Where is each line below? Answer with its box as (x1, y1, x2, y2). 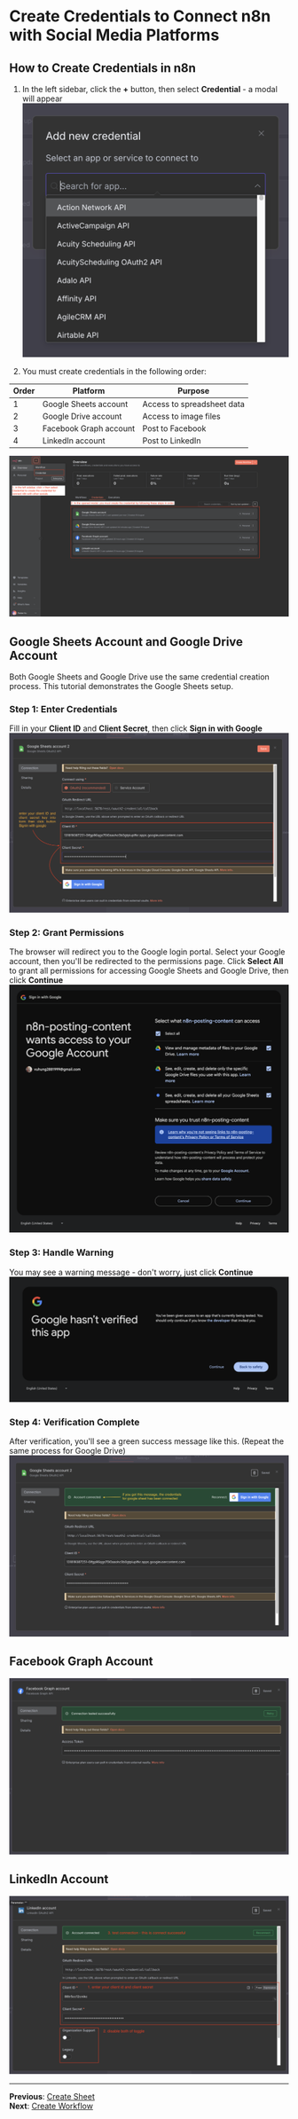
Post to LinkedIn (142, 436, 201, 446)
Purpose (176, 386, 210, 396)
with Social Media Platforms (9, 25, 220, 45)
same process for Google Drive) (9, 1446, 126, 1456)
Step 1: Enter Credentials (9, 703, 118, 716)
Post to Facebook (142, 423, 207, 434)
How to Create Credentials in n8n (9, 60, 197, 75)
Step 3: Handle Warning (9, 1246, 114, 1259)
